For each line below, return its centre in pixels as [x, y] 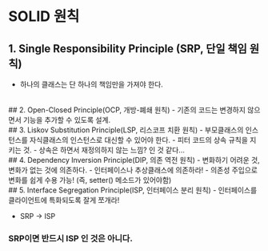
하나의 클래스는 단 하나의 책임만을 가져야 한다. [92, 84]
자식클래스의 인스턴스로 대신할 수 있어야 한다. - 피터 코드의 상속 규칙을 [138, 140]
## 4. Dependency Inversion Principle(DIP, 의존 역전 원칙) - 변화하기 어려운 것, [134, 160]
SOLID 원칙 [44, 16]
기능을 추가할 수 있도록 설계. [67, 120]
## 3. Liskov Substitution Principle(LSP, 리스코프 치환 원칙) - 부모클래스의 [126, 130]
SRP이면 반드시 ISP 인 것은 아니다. [71, 238]
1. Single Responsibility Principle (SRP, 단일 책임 [128, 49]
